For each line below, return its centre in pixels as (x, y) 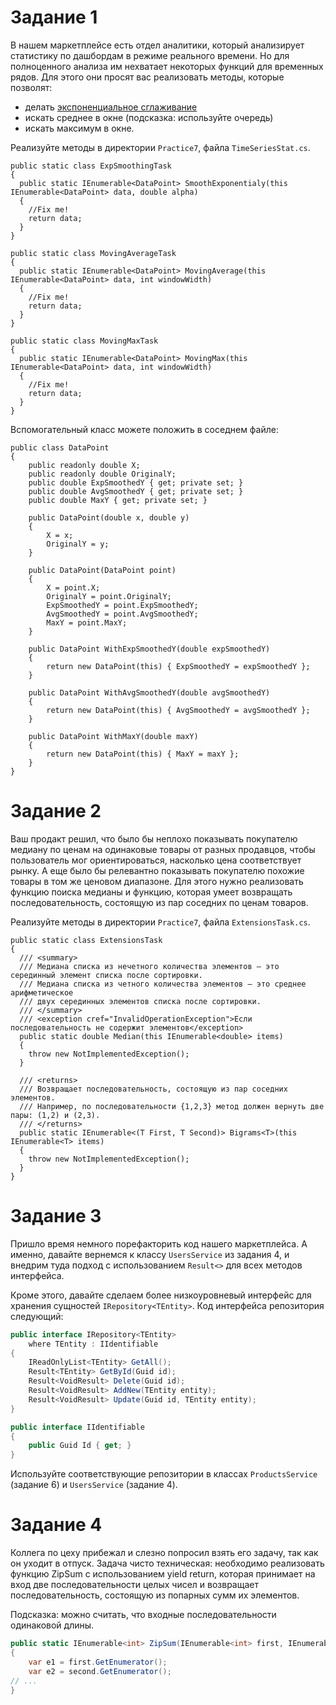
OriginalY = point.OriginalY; (109, 596)
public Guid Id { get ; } (80, 1446)
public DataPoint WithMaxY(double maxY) (113, 736)
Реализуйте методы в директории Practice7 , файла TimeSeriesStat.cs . (160, 147)
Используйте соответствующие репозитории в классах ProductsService (164, 1474)
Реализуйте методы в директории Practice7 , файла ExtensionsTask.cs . (160, 922)
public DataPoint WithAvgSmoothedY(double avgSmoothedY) (149, 692)
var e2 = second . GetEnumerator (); (100, 1671)
